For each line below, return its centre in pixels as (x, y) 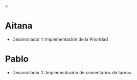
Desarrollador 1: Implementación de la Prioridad (60, 39)
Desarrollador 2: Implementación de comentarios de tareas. (72, 72)
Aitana (19, 26)
